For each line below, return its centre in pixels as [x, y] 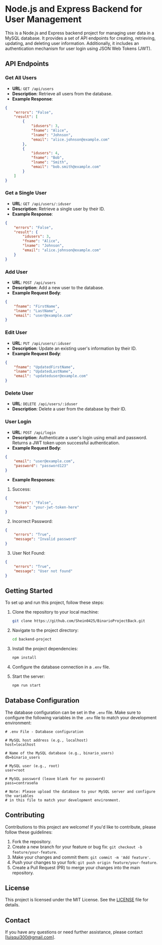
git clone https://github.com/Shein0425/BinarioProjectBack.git [79, 621]
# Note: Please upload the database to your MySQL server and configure [80, 792]
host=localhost [20, 744]
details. [12, 905]
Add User [16, 272]
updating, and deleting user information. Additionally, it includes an [72, 43]
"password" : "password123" [41, 466]
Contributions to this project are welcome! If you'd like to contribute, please [81, 827]
